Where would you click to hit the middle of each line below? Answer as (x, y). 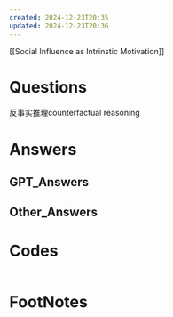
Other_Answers (53, 212)
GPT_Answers (49, 182)
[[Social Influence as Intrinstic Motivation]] (87, 51)
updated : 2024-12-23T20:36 (59, 26)
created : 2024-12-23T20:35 (59, 17)
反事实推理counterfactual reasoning (75, 113)
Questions (48, 87)
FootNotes (49, 301)
